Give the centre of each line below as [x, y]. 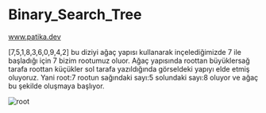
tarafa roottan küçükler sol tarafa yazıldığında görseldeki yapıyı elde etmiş [129, 68]
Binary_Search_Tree [75, 15]
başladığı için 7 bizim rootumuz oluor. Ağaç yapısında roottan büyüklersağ [129, 60]
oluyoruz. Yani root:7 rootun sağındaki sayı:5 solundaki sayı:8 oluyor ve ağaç [133, 77]
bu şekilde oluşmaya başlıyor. [56, 86]
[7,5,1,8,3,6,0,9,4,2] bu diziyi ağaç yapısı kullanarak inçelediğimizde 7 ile [125, 52]
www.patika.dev [35, 37]
